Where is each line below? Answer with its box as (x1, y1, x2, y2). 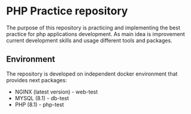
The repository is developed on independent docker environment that (6, 70, 178, 77)
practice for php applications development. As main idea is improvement (6, 30, 185, 37)
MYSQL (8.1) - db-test (14, 94, 69, 101)
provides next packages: (6, 76, 67, 83)
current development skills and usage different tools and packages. (6, 37, 172, 44)
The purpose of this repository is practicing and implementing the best (6, 24, 181, 31)
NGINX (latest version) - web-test (14, 88, 98, 95)
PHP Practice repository (6, 4, 128, 18)
